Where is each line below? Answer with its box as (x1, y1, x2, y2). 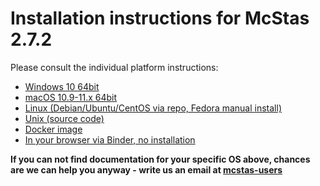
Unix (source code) (24, 112, 105, 124)
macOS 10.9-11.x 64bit (24, 91, 118, 103)
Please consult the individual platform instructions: (10, 61, 219, 73)
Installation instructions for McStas (10, 7, 310, 30)
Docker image (24, 123, 83, 135)
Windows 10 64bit (24, 80, 100, 92)
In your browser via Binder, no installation (24, 133, 196, 146)
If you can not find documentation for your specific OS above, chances (10, 153, 311, 165)
